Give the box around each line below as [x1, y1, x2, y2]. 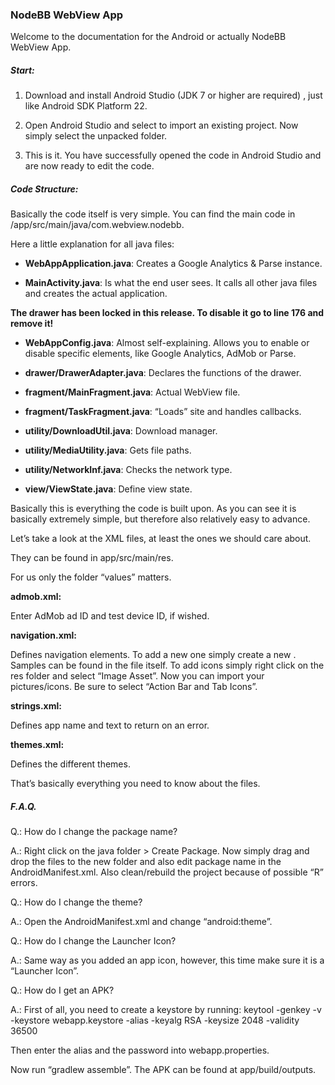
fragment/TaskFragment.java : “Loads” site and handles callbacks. [24, 406, 302, 418]
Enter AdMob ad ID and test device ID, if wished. [10, 610, 210, 622]
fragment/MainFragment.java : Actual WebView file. [24, 386, 241, 398]
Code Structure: [10, 183, 79, 195]
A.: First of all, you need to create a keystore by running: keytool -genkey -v [10, 1004, 322, 1016]
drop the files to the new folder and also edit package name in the [10, 856, 282, 868]
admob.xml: [10, 591, 62, 603]
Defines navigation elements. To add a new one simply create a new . [10, 649, 297, 661]
